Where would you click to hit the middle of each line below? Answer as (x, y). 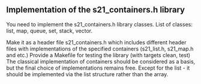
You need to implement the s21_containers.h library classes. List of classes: (100, 24)
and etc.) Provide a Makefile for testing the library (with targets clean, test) (98, 55)
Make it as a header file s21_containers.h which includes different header (96, 42)
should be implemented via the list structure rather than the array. (87, 74)
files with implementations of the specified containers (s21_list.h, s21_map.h (100, 49)
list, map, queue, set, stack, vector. (49, 31)
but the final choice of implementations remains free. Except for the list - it (98, 68)
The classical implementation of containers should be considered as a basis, (101, 61)
